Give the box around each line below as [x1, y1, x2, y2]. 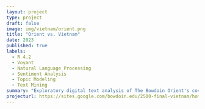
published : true [6, 43, 48, 49]
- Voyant [12, 59, 34, 65]
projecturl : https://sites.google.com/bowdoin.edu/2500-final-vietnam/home [6, 93, 203, 99]
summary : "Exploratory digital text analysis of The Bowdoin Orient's [6, 88, 190, 94]
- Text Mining [12, 82, 48, 88]
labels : [6, 48, 26, 54]
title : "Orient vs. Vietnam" [6, 31, 81, 38]
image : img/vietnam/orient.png [6, 25, 86, 32]
